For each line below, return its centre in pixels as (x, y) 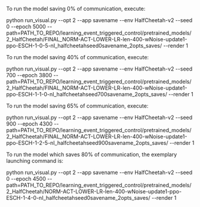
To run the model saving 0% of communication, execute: (76, 9)
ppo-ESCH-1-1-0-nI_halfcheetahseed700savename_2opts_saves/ (87, 94)
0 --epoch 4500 (26, 179)
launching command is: (35, 161)
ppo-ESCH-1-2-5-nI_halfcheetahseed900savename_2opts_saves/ (87, 143)
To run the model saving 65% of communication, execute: (77, 106)
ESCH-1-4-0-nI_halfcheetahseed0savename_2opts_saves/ (78, 198)
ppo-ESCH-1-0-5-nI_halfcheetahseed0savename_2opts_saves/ (84, 45)
